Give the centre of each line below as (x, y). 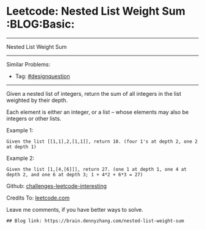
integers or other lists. (34, 118)
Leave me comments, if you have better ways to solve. (75, 209)
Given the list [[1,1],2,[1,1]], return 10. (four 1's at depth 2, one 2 (102, 142)
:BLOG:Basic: (41, 24)
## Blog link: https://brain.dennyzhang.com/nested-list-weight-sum (95, 221)
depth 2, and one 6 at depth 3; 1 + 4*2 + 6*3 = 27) (75, 174)
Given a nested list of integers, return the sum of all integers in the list (94, 93)
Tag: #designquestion (42, 76)
